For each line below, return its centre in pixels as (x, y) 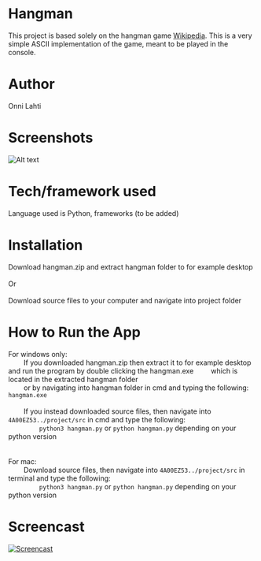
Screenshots (51, 138)
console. (22, 52)
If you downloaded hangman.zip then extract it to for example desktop (137, 362)
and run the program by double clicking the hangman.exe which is (123, 370)
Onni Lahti (25, 106)
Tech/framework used (82, 191)
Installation (46, 245)
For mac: (22, 461)
